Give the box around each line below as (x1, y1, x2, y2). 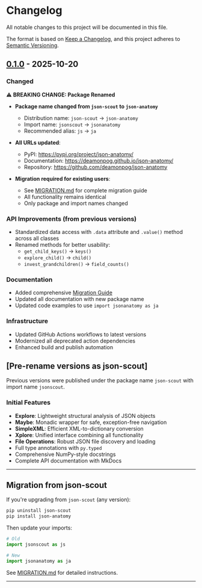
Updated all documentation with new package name (14, 296, 144, 303)
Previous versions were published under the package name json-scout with (6, 377, 194, 384)
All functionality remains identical (23, 193, 106, 200)
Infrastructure (6, 317, 49, 326)
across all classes (14, 235, 59, 242)
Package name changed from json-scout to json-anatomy (14, 103, 158, 110)
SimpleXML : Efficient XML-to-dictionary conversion (14, 425, 144, 432)
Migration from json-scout (6, 480, 107, 490)
